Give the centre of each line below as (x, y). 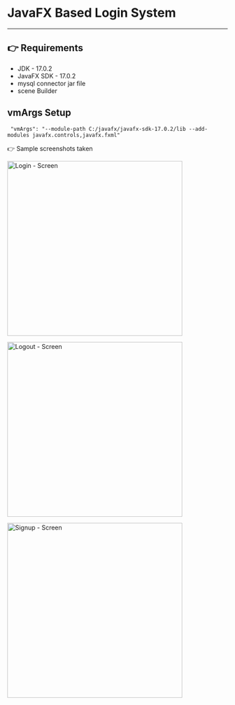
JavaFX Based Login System (92, 13)
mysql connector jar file (51, 83)
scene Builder (37, 91)
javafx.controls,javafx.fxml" (76, 135)
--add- (198, 129)
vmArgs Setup (39, 113)
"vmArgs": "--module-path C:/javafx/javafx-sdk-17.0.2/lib (98, 129)
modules (19, 135)
